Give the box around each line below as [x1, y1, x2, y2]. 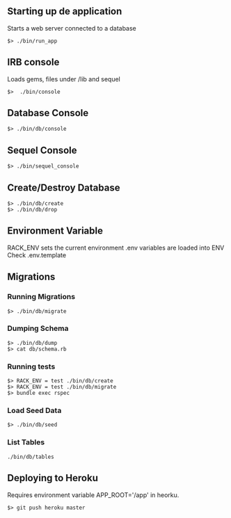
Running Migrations [7, 292, 75, 302]
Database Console [7, 107, 89, 119]
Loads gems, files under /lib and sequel [7, 74, 120, 83]
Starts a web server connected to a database [7, 24, 137, 32]
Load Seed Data [7, 406, 62, 416]
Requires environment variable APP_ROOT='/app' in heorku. [7, 490, 180, 499]
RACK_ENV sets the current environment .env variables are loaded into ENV [7, 243, 225, 252]
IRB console [7, 56, 60, 68]
